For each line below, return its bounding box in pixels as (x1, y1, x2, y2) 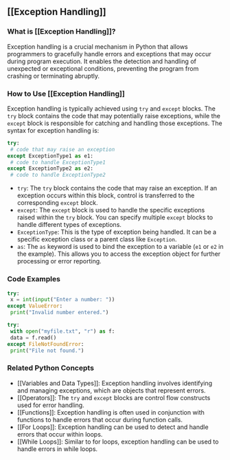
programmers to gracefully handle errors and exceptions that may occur (7, 50, 211, 58)
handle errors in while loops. (16, 444, 98, 453)
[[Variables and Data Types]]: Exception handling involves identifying (16, 379, 213, 387)
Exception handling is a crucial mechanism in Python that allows (7, 42, 189, 51)
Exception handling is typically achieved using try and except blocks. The (7, 104, 216, 113)
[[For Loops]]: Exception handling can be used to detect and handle (16, 423, 209, 431)
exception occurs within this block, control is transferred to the (16, 191, 195, 199)
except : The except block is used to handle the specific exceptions (16, 206, 205, 215)
